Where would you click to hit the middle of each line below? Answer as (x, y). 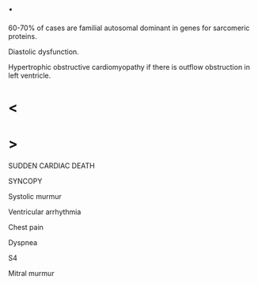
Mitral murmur (31, 274)
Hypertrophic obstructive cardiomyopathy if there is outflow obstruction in (129, 67)
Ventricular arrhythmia (45, 212)
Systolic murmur (35, 197)
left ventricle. (30, 75)
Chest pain (26, 228)
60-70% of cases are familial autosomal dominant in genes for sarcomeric (129, 28)
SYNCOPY (25, 181)
